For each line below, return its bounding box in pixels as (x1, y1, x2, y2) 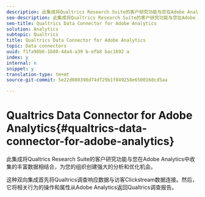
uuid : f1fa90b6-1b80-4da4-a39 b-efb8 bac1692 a (6, 49, 130, 55)
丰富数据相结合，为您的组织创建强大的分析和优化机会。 (16, 163, 156, 171)
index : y (6, 54, 29, 60)
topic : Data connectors (6, 43, 67, 49)
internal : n (6, 60, 37, 66)
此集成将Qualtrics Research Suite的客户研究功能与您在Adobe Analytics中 (6, 156, 190, 163)
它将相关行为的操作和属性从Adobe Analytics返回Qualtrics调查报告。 (6, 184, 178, 191)
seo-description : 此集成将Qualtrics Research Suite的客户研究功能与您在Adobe (6, 15, 196, 21)
